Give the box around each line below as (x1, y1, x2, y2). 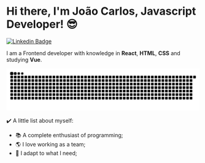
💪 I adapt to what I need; (15, 149, 77, 157)
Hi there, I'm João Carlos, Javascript (6, 4, 196, 18)
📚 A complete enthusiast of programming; (15, 131, 123, 138)
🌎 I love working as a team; (15, 140, 86, 148)
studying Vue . (6, 56, 42, 63)
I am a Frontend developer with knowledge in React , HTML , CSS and (6, 49, 181, 56)
